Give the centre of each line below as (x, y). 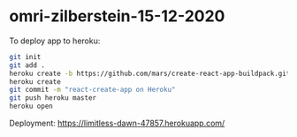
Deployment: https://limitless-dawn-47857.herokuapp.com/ (117, 123)
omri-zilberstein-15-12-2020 (117, 16)
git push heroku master (53, 98)
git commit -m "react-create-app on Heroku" (92, 90)
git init (25, 57)
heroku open (31, 107)
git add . (27, 65)
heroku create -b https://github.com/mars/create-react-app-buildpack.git (150, 73)
